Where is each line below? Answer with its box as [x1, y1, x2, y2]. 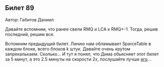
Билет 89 [5, 4, 34, 12]
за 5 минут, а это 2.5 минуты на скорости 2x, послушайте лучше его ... [5, 56, 151, 62]
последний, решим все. [5, 31, 55, 37]
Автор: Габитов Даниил [5, 17, 54, 22]
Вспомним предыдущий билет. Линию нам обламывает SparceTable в [5, 41, 151, 47]
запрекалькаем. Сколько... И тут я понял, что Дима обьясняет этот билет [5, 51, 159, 57]
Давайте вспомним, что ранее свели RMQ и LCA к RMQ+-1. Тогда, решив [5, 26, 158, 32]
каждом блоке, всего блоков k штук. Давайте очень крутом [5, 46, 130, 51]
